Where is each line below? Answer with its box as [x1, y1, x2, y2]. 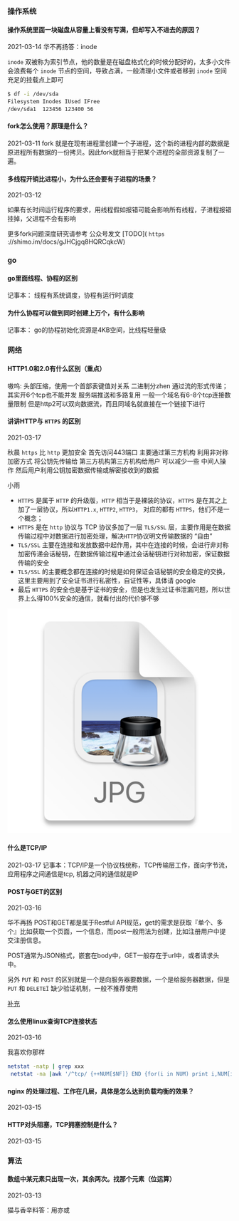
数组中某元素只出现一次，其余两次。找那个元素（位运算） [7, 1175, 176, 1183]
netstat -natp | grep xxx [7, 1063, 84, 1070]
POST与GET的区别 [7, 887, 63, 895]
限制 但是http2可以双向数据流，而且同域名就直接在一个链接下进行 [13, 399, 206, 407]
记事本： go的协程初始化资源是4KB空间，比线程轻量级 [7, 326, 166, 334]
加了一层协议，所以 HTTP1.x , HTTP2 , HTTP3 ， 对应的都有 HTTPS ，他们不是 [17, 504, 224, 514]
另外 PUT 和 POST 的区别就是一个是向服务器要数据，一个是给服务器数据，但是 [7, 975, 230, 984]
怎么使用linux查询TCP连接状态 [7, 1017, 97, 1025]
